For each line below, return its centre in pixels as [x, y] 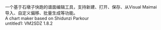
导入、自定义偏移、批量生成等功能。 [41, 13]
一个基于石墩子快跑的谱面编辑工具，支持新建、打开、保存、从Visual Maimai [81, 7]
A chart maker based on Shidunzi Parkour [47, 18]
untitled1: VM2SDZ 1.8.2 [29, 23]
